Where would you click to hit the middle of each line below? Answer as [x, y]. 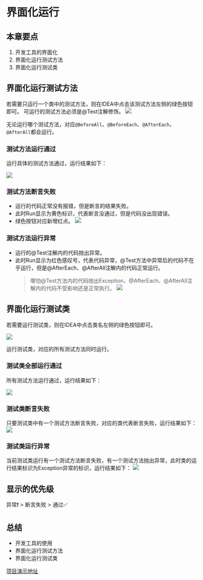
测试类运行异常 [28, 446]
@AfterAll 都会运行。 [32, 132]
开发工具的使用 [34, 543]
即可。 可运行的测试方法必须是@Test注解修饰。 [65, 111]
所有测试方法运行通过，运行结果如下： [54, 380]
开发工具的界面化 [36, 52]
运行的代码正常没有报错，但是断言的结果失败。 [73, 206]
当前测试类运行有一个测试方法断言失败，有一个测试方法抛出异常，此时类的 [99, 460]
